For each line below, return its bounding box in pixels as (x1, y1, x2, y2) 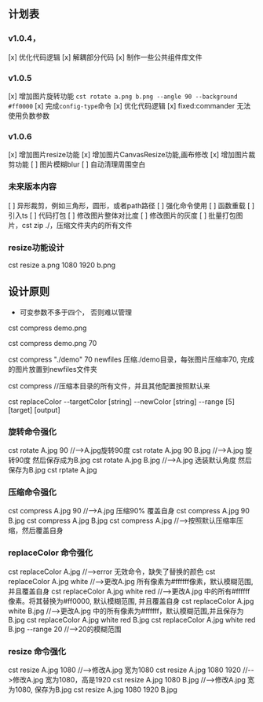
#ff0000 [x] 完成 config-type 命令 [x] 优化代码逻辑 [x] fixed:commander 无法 (8, 101, 251, 110)
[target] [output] (8, 405, 60, 414)
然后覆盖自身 (21, 526, 64, 535)
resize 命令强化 (8, 645, 67, 656)
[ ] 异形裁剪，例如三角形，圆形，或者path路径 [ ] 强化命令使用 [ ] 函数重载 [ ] (8, 200, 255, 210)
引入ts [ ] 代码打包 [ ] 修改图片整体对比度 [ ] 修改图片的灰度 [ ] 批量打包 (8, 211, 236, 220)
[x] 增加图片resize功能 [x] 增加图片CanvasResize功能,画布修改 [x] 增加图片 (8, 150, 249, 160)
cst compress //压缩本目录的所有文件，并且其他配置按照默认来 (8, 380, 210, 391)
